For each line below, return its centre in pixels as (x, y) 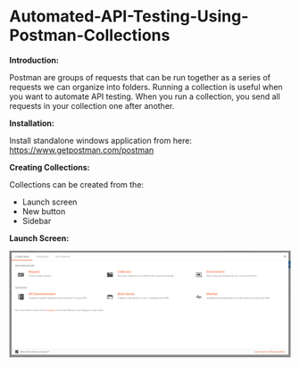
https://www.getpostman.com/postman (82, 150)
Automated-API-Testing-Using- (129, 17)
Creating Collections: (50, 167)
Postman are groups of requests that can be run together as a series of (140, 77)
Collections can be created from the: (77, 184)
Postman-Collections (90, 35)
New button (44, 211)
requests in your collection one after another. (92, 105)
